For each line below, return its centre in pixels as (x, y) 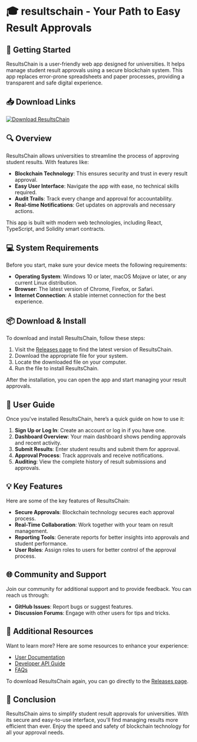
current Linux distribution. (46, 283)
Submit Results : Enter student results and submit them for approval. (97, 449)
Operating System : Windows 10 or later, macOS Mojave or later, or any (101, 277)
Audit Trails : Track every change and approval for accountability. (94, 198)
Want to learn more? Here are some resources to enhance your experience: (98, 645)
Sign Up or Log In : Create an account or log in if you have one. (90, 430)
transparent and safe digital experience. (54, 83)
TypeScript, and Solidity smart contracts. (56, 228)
